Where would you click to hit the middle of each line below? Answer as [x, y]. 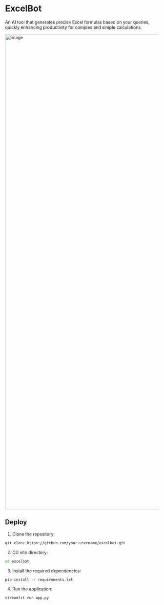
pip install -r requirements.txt [39, 580]
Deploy [16, 522]
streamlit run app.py [27, 598]
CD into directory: [30, 552]
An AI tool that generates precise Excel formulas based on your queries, [77, 22]
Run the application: [32, 589]
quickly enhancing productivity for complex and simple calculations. [74, 27]
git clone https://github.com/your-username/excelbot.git [65, 543]
